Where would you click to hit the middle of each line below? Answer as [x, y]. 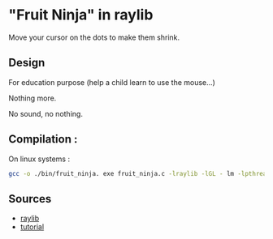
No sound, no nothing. [46, 113]
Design [27, 63]
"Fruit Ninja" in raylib [81, 15]
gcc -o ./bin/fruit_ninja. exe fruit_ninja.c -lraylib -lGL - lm [121, 173]
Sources [30, 199]
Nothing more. [32, 98]
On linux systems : [39, 159]
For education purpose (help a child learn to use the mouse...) [112, 82]
